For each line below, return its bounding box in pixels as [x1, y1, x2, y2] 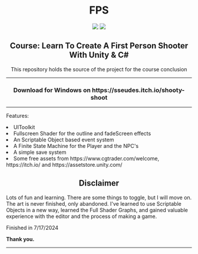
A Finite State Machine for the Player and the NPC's [14, 143, 139, 150]
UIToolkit [14, 124, 35, 131]
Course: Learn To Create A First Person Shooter [9, 41, 189, 51]
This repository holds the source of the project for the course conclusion [11, 65, 187, 72]
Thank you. [6, 235, 35, 242]
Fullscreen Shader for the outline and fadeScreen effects [14, 130, 151, 137]
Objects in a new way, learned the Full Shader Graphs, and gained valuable [6, 206, 189, 213]
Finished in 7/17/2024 [6, 224, 59, 231]
